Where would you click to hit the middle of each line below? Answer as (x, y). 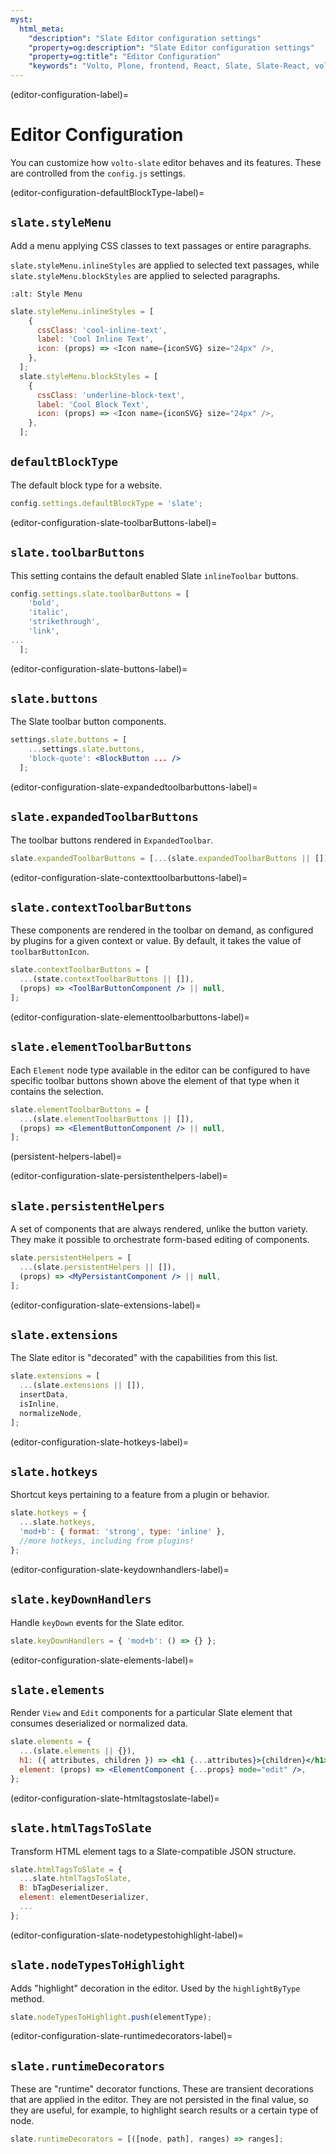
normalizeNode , (51, 1413)
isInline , (39, 1404)
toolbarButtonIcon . (50, 952)
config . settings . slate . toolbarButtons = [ (100, 594)
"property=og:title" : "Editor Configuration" (125, 57)
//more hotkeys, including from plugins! (107, 1541)
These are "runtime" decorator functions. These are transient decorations (162, 2089)
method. (27, 1998)
